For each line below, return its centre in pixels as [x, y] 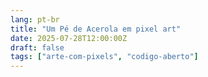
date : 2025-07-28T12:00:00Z [69, 38]
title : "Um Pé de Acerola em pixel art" [96, 29]
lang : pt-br [35, 19]
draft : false [37, 47]
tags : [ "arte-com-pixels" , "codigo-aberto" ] [104, 57]
